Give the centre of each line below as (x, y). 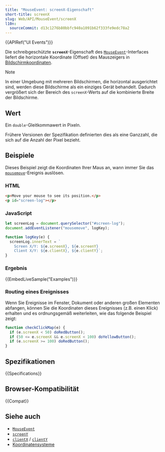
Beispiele (20, 156)
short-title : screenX (27, 14)
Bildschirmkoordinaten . (29, 63)
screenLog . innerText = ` (35, 242)
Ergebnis (16, 268)
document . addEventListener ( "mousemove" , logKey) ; (57, 228)
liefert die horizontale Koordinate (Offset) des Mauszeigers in (67, 57)
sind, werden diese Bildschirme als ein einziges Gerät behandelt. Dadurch (81, 87)
